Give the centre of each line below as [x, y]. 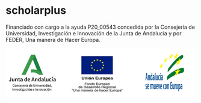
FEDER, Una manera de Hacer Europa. [53, 40]
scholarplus [36, 10]
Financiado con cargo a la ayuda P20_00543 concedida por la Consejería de [100, 27]
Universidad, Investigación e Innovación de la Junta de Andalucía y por [94, 33]
